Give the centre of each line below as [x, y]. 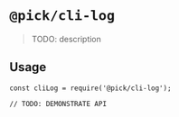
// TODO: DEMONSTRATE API [58, 103]
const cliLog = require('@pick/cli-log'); [90, 88]
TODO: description [66, 39]
